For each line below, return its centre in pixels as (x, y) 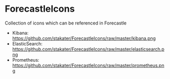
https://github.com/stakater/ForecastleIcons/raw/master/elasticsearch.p (88, 49)
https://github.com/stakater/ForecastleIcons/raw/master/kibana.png (84, 38)
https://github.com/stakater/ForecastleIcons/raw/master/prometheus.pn (88, 65)
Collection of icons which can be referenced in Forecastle (66, 23)
